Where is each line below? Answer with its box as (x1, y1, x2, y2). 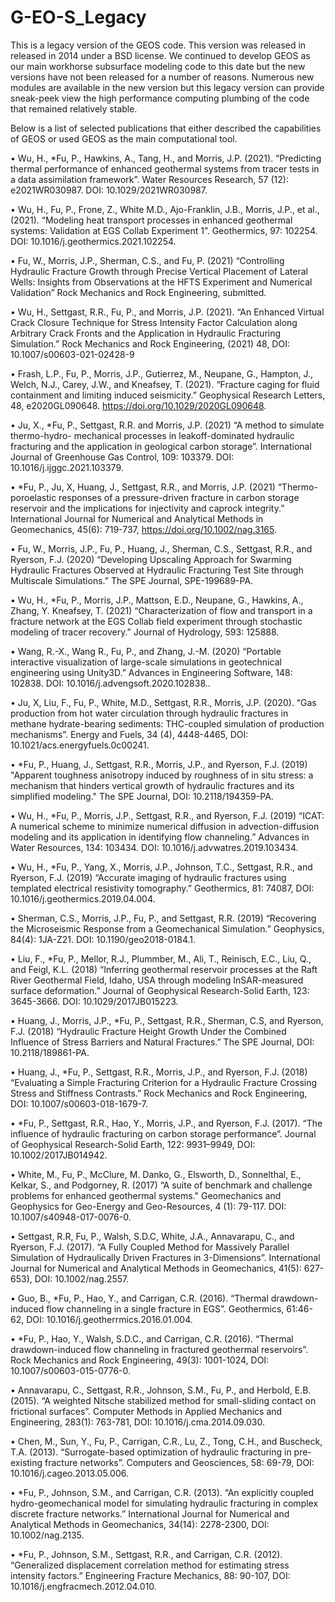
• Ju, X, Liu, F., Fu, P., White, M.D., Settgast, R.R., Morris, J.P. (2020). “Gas (10, 696, 317, 708)
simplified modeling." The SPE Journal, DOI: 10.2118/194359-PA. (10, 790, 274, 802)
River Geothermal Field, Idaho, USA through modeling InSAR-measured (10, 974, 304, 986)
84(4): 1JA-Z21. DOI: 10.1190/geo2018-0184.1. (10, 933, 197, 945)
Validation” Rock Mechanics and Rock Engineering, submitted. (10, 286, 267, 298)
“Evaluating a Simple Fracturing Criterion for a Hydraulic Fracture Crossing (10, 1076, 318, 1088)
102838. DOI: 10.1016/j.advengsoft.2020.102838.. (10, 677, 211, 689)
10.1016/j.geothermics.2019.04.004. (10, 892, 156, 905)
